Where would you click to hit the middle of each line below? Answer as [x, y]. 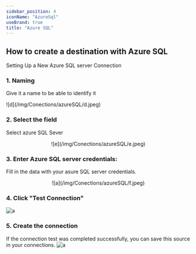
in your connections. [31, 245]
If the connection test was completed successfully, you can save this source [98, 239]
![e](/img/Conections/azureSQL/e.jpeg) [98, 144]
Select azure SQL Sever [35, 133]
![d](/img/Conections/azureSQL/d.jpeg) [54, 105]
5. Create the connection [42, 226]
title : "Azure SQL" [30, 28]
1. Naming [20, 81]
